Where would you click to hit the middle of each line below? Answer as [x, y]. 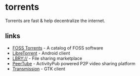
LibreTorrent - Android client [41, 53]
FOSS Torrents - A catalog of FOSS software [58, 48]
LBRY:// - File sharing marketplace [47, 58]
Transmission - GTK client [39, 69]
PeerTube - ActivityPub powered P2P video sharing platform [74, 63]
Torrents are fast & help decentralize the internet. [55, 21]
